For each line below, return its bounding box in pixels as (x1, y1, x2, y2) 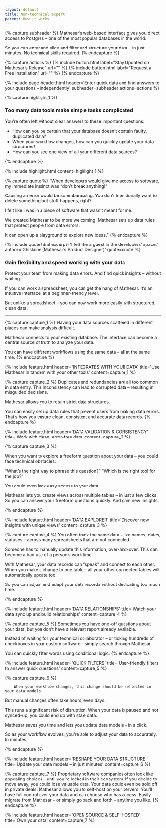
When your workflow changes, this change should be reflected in (14, 684, 152, 689)
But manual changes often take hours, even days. (5, 697, 106, 703)
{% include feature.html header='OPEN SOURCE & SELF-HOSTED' (5, 812, 141, 818)
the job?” (5, 473, 24, 479)
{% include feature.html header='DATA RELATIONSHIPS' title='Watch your (5, 606, 157, 612)
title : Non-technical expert (5, 12, 65, 17)
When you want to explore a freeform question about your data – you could (5, 453, 158, 459)
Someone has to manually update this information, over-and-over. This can (5, 546, 158, 552)
